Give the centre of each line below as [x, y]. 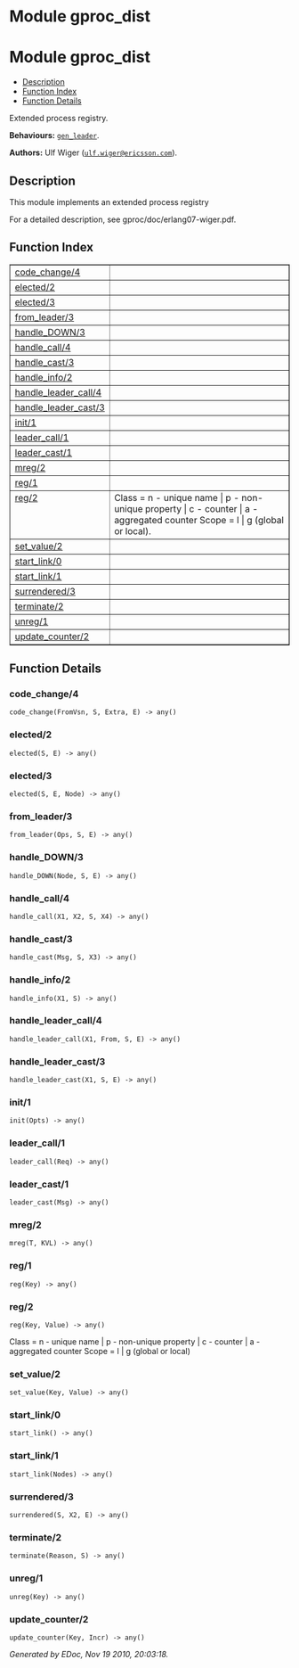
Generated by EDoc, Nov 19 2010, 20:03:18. [89, 1654]
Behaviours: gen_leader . [54, 136]
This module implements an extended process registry [109, 201]
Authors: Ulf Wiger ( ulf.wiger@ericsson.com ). [93, 152]
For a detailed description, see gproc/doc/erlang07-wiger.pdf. [123, 219]
